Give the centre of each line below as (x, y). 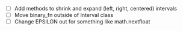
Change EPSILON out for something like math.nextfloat (82, 22)
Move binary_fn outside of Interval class (64, 15)
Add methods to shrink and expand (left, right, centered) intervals (95, 8)
